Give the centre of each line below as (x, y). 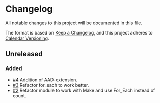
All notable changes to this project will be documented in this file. (74, 23)
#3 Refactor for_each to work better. (51, 85)
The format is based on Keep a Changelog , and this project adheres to (79, 32)
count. (19, 96)
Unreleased (24, 54)
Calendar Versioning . (27, 38)
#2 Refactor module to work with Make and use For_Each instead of (84, 90)
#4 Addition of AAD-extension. (45, 80)
